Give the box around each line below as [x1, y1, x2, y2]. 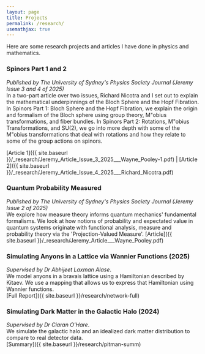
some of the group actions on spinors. [6, 137, 103, 145]
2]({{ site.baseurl [6, 162, 50, 169]
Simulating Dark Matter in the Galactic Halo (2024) [6, 307, 160, 316]
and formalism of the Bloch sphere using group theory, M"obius [6, 111, 167, 118]
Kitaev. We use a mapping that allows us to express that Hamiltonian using [6, 279, 194, 287]
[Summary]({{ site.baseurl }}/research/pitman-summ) [6, 341, 141, 348]
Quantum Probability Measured [6, 184, 102, 192]
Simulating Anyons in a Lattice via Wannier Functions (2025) [6, 252, 190, 260]
